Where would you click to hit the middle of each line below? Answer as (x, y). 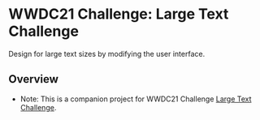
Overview (34, 79)
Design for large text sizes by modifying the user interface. (107, 54)
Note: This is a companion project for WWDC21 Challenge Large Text (136, 99)
